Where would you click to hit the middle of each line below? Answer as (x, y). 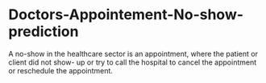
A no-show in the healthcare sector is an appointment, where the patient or (133, 53)
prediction (44, 32)
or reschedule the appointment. (60, 70)
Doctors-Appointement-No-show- (126, 15)
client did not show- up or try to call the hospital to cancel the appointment (133, 62)
